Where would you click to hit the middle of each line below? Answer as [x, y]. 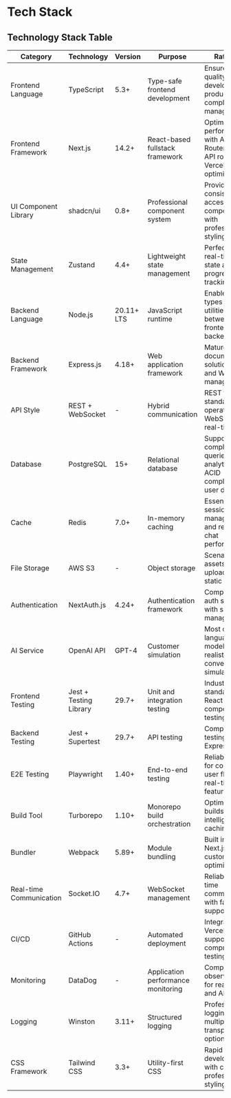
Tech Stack [40, 12]
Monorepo [164, 807]
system [159, 219]
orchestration [169, 824]
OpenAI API [87, 650]
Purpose [172, 57]
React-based [169, 139]
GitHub [80, 935]
